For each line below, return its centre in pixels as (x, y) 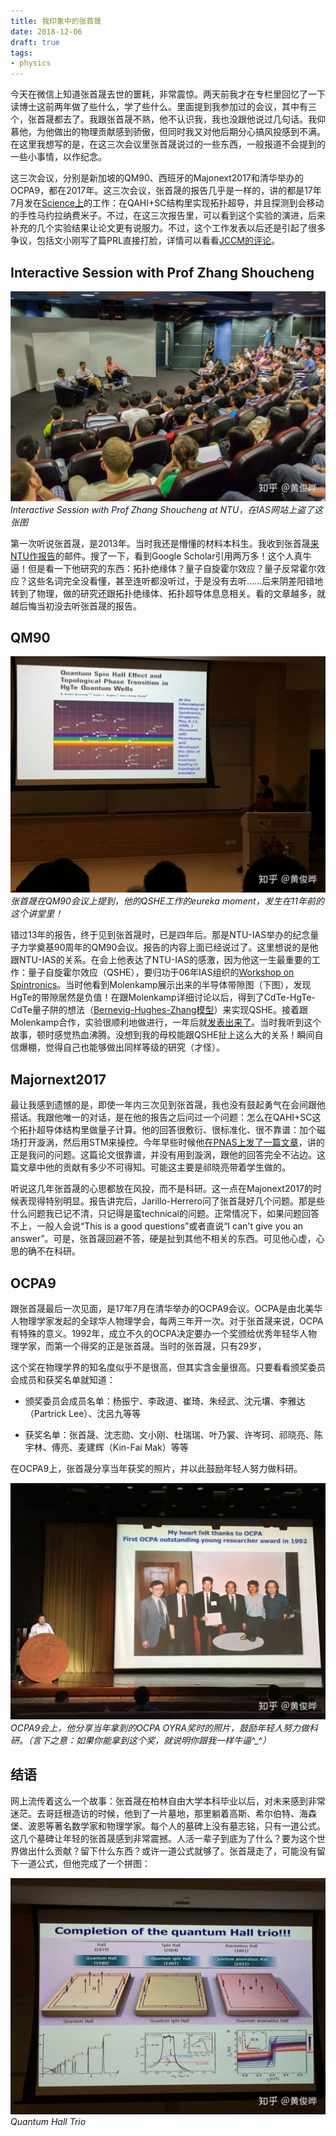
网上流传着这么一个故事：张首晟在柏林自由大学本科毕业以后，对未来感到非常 (168, 1801)
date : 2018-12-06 (46, 31)
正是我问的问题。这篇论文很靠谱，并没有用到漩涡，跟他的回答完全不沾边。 (163, 1155)
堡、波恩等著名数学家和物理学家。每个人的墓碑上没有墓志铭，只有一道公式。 (168, 1826)
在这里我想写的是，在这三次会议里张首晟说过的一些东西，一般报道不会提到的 (168, 144)
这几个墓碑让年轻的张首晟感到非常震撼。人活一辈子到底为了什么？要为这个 (163, 1838)
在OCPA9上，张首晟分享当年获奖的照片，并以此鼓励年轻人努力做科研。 (156, 1469)
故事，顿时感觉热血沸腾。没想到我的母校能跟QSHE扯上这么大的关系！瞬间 (162, 1035)
